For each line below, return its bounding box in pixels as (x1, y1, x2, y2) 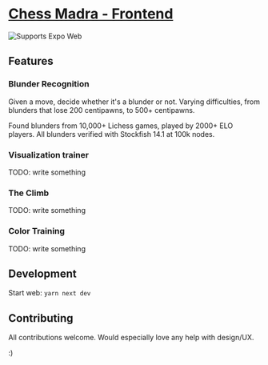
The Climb (8, 187, 50, 199)
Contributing (8, 311, 74, 325)
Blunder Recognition (8, 78, 90, 90)
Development (8, 267, 78, 280)
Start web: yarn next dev (8, 288, 91, 298)
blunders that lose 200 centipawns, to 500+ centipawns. (8, 105, 195, 114)
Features (8, 54, 54, 68)
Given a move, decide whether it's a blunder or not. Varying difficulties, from (8, 97, 260, 106)
